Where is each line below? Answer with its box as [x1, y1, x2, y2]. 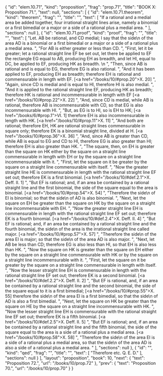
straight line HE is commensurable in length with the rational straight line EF [5, 170, 157, 175]
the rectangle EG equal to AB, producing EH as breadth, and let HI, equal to [5, 56, 156, 61]
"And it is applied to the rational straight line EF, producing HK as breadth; [5, 87, 153, 92]
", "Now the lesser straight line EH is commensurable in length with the [5, 267, 147, 273]
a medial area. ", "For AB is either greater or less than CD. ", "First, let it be [5, 46, 153, 51]
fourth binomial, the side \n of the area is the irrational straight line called [5, 226, 149, 232]
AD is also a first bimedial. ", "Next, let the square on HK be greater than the [5, 298, 157, 304]
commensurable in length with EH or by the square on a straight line [5, 154, 141, 159]
